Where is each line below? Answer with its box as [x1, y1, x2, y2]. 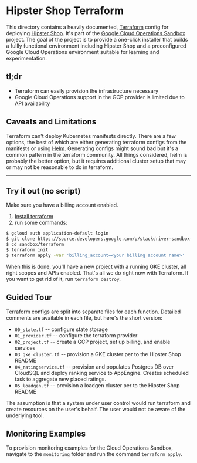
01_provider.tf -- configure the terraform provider [14, 332, 138, 339]
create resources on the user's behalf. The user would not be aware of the [6, 405, 186, 413]
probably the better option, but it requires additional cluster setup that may [6, 157, 186, 164]
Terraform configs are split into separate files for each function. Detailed [6, 308, 181, 315]
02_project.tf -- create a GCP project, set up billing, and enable [14, 338, 171, 345]
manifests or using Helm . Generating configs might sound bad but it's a [6, 145, 179, 152]
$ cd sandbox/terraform [6, 242, 64, 248]
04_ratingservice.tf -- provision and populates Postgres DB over [14, 363, 174, 370]
